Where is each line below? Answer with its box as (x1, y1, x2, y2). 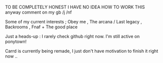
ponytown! (5, 39, 27, 44)
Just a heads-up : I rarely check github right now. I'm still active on (5, 34, 140, 39)
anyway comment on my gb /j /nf (5, 9, 72, 15)
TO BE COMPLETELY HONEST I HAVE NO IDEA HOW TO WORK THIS (5, 4, 145, 10)
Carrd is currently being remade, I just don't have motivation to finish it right (5, 48, 159, 54)
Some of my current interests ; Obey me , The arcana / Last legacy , (5, 19, 142, 24)
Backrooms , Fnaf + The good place (5, 24, 78, 30)
